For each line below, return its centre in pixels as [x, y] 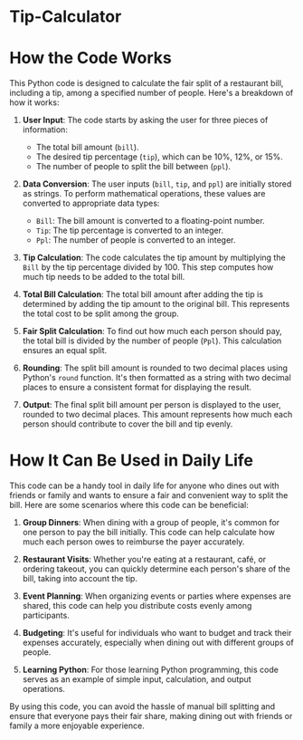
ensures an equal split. [65, 351]
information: [45, 130]
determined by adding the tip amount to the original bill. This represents [156, 304]
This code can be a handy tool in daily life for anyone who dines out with [144, 485]
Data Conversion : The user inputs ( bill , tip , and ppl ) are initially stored [157, 184]
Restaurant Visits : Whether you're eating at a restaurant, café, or [144, 560]
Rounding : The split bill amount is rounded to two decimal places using [155, 368]
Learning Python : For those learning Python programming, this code [150, 670]
